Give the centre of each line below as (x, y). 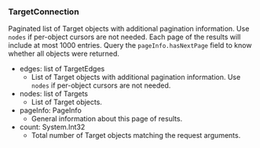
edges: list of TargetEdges (62, 69)
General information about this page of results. (107, 119)
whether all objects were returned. (64, 54)
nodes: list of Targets (54, 94)
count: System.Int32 (52, 127)
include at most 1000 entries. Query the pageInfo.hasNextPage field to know (130, 45)
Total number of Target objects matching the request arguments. (136, 135)
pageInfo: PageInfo (51, 110)
